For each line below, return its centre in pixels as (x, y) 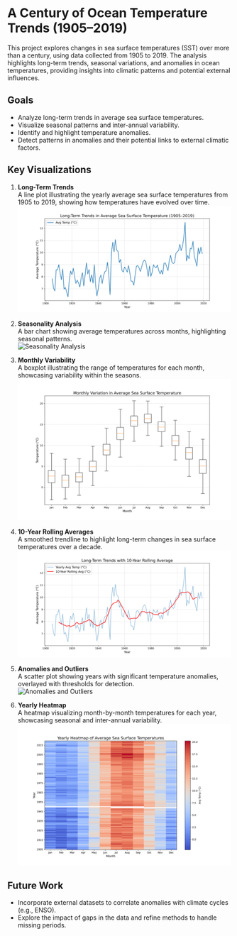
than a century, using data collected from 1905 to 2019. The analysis (107, 55)
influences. (24, 78)
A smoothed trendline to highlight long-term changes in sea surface (117, 539)
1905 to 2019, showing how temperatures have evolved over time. (114, 202)
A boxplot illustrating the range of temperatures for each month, (111, 368)
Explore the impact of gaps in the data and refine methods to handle (117, 918)
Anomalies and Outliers (53, 668)
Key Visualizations (50, 170)
